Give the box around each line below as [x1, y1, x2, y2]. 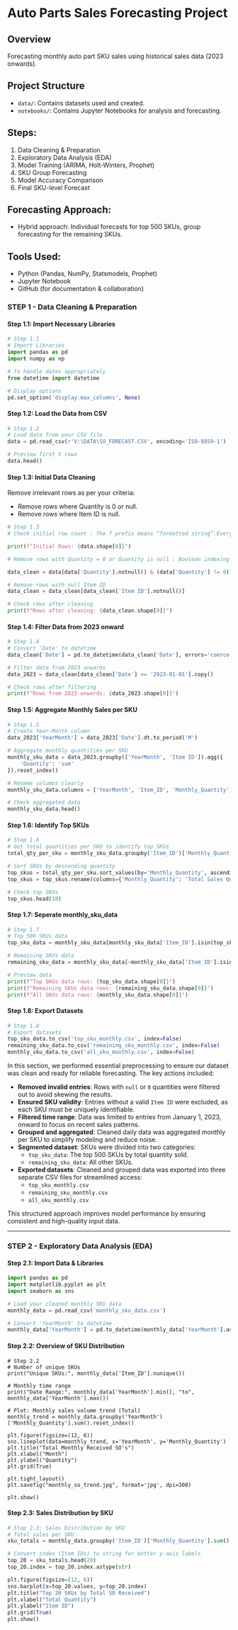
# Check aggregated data [7, 799, 81, 806]
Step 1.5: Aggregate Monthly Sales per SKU [7, 705, 138, 713]
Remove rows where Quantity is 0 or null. [17, 502, 138, 511]
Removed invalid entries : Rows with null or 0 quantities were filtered [17, 1082, 220, 1092]
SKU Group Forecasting [17, 168, 87, 176]
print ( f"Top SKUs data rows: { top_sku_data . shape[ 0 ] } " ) [7, 978, 176, 985]
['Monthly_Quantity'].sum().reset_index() [7, 1419, 135, 1427]
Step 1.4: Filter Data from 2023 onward [7, 622, 124, 631]
